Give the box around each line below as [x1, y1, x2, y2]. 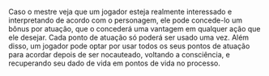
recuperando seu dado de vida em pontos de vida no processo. [8, 58, 220, 68]
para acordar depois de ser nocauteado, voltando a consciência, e [8, 50, 231, 59]
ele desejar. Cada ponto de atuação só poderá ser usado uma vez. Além [8, 32, 250, 42]
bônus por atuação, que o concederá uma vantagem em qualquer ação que [8, 24, 261, 33]
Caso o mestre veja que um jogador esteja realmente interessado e [8, 7, 233, 16]
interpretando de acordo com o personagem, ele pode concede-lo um [8, 15, 243, 25]
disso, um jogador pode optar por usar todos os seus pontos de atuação [8, 41, 250, 51]
